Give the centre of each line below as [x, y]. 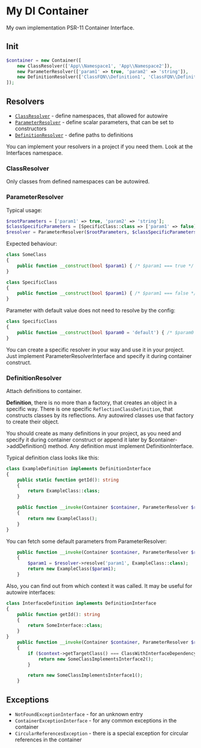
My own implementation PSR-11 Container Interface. [70, 28]
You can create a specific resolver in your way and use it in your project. [95, 350]
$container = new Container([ [44, 60]
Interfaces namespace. [35, 153]
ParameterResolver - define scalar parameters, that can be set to [94, 122]
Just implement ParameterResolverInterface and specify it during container [99, 356]
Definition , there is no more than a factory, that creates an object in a [92, 402]
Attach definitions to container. [44, 390]
